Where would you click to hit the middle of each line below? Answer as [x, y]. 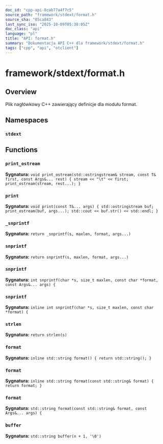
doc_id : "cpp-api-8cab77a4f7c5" [39, 10]
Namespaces [27, 120]
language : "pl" [21, 34]
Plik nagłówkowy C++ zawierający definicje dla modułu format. [71, 104]
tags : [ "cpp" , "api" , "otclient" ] [42, 48]
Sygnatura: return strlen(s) [36, 335]
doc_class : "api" [24, 29]
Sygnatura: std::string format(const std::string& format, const [76, 408]
